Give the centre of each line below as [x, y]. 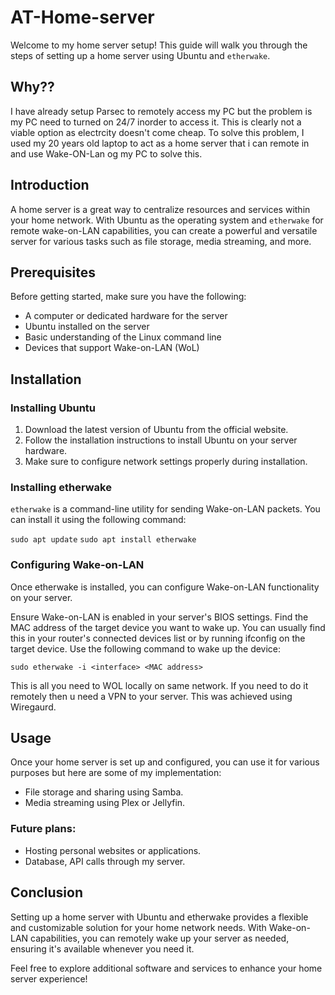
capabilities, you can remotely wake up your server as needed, [160, 938]
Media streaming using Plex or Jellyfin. [105, 803]
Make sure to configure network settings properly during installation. [166, 462]
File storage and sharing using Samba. [104, 792]
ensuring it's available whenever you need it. [102, 948]
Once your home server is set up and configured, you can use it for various [165, 762]
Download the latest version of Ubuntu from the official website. [156, 430]
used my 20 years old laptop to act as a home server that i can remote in [160, 143]
